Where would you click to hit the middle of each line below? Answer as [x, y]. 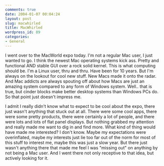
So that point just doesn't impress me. [43, 97]
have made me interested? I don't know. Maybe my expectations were [76, 132]
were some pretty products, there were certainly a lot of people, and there [80, 116]
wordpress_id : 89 [23, 32]
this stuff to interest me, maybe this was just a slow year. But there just [76, 143]
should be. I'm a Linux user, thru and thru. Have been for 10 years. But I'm [79, 71]
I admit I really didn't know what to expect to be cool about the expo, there [80, 106]
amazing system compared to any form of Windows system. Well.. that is [79, 86]
